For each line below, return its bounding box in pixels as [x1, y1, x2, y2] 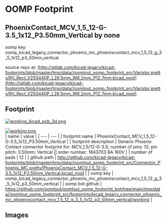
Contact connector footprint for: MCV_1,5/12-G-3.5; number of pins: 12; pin [5, 144, 158, 149]
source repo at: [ [5, 65, 39, 70]
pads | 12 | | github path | [5, 154, 57, 160]
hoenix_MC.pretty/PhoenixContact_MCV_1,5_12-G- [5, 165, 108, 171]
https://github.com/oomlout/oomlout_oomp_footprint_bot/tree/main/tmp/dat [5, 186, 161, 192]
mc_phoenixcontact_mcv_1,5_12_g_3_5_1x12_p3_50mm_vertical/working [5, 196, 150, 202]
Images [5, 211, 29, 220]
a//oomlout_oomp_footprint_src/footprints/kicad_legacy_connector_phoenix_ [5, 191, 162, 197]
